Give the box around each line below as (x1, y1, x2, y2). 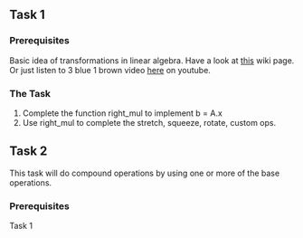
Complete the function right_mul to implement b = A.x (22, 108, 223, 119)
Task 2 (9, 144, 48, 159)
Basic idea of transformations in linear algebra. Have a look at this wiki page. (9, 54, 295, 66)
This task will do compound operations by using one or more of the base (9, 167, 280, 178)
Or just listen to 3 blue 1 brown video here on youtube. (9, 64, 211, 75)
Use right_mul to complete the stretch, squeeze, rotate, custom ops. (22, 117, 277, 128)
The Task (9, 87, 52, 100)
